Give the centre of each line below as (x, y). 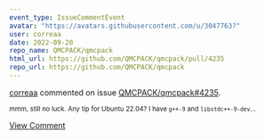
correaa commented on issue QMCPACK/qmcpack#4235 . (115, 92)
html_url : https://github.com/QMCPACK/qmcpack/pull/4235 (117, 59)
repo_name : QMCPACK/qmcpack (61, 51)
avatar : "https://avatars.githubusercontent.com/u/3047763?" (125, 26)
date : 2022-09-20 (41, 42)
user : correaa (36, 34)
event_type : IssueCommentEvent (67, 17)
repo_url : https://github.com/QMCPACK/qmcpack (97, 68)
